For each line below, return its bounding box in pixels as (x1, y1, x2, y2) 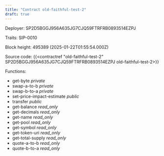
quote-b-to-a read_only (12, 145, 60, 151)
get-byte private (12, 78, 46, 84)
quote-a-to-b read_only (12, 140, 60, 146)
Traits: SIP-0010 (5, 35, 38, 41)
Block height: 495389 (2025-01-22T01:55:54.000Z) (5, 44, 109, 50)
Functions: (5, 68, 26, 74)
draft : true (5, 12, 29, 17)
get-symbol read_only (12, 124, 57, 130)
